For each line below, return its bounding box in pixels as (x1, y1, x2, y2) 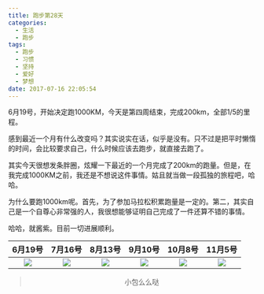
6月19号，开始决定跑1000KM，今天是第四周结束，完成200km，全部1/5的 (8, 107, 244, 117)
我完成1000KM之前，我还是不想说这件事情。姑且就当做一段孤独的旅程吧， (8, 170, 249, 180)
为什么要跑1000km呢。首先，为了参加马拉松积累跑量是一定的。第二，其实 (8, 197, 247, 207)
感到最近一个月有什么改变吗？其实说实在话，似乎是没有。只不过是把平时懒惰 (8, 134, 256, 143)
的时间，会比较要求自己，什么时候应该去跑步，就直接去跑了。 (8, 143, 208, 154)
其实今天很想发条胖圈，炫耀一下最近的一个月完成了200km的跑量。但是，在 (8, 161, 251, 170)
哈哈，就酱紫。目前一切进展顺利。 (8, 224, 119, 233)
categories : (8, 19, 47, 27)
